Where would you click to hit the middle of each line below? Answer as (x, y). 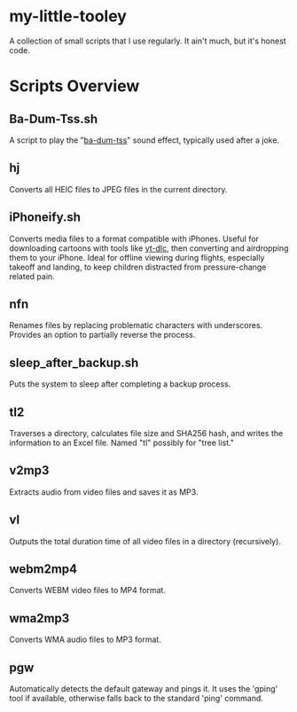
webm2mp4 (43, 569)
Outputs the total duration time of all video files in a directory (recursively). (145, 541)
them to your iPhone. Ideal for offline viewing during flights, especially (137, 257)
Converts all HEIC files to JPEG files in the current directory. (118, 189)
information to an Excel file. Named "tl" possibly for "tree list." (122, 442)
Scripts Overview (74, 86)
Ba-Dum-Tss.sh (54, 118)
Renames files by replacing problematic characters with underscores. (136, 325)
